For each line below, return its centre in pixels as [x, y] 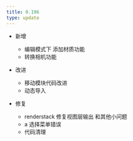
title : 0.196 [23, 12]
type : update [23, 18]
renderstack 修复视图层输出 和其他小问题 [76, 116]
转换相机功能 [40, 56]
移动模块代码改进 [46, 83]
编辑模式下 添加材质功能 [55, 49]
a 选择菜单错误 [43, 124]
